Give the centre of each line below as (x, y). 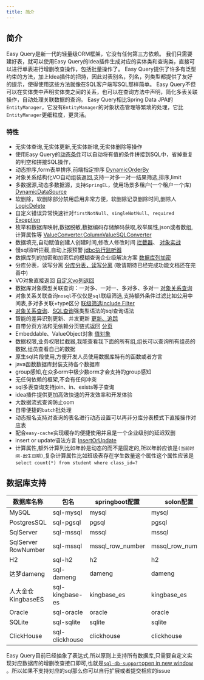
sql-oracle (68, 612)
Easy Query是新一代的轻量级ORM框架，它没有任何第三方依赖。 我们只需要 (100, 54)
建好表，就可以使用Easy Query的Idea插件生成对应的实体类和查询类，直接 (98, 62)
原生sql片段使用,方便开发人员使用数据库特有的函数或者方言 (89, 356)
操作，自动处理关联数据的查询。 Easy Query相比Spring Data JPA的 (90, 100)
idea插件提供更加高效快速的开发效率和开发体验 (73, 394)
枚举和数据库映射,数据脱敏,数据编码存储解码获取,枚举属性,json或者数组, (104, 227)
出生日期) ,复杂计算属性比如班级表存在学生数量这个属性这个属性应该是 (108, 455)
